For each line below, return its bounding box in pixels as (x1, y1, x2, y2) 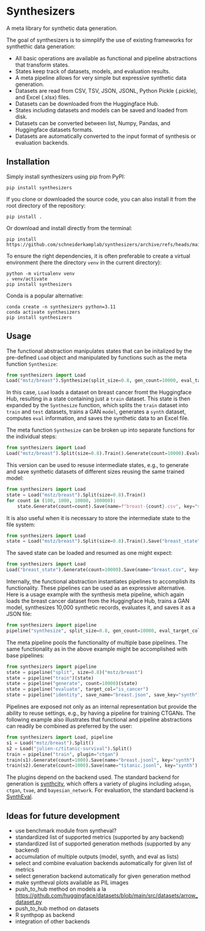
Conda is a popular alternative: (6, 292, 84, 299)
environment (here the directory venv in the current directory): (6, 258, 162, 266)
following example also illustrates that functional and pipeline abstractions (6, 716, 192, 723)
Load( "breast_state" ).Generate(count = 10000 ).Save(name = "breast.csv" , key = (6, 567, 201, 573)
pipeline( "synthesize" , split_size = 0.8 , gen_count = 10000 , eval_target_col (6, 628, 201, 634)
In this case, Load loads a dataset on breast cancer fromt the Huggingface (6, 389, 192, 396)
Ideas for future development (6, 811, 120, 821)
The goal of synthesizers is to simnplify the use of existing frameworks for (6, 36, 193, 43)
